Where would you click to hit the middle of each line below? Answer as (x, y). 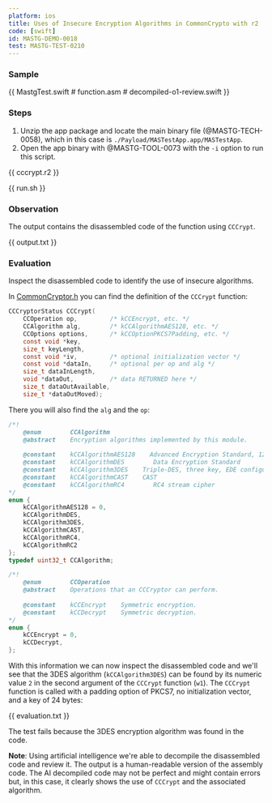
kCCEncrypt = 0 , (51, 635)
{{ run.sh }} (27, 188)
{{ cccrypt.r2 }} (34, 172)
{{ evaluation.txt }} (39, 716)
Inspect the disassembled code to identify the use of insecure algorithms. (131, 281)
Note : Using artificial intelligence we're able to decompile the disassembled (134, 756)
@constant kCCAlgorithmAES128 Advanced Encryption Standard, (139, 455)
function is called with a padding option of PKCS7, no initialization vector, (130, 692)
